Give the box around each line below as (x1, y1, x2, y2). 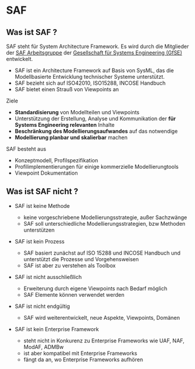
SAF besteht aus (6, 146, 46, 152)
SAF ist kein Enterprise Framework (14, 325, 99, 332)
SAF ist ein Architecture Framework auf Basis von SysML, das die (14, 67, 174, 74)
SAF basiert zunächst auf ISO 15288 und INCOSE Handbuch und (23, 249, 181, 256)
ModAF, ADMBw (23, 343, 64, 350)
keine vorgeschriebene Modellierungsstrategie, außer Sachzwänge (23, 214, 187, 221)
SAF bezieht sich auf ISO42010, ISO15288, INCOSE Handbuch (14, 79, 166, 86)
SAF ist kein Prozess (14, 238, 65, 245)
